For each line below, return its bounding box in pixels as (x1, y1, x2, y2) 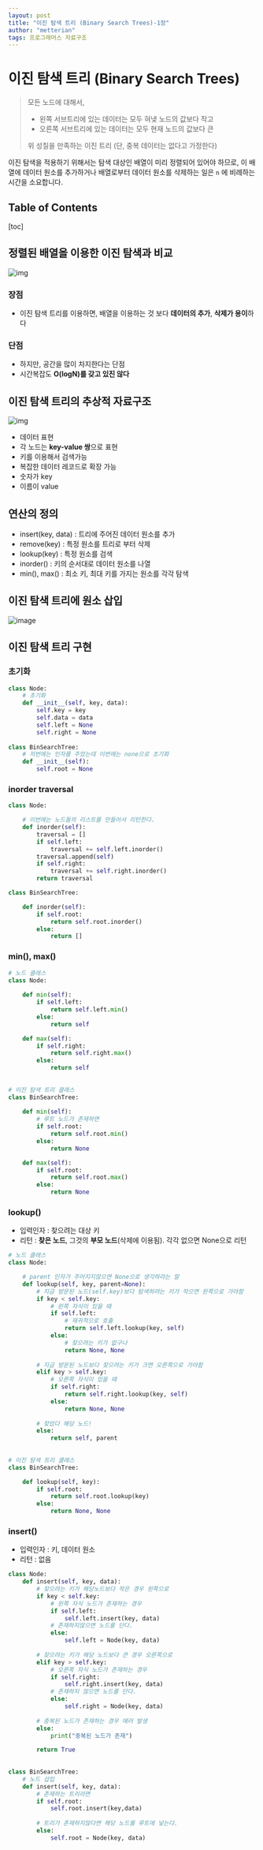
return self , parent (50, 1434, 118, 1442)
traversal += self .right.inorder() (50, 867, 168, 876)
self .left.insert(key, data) (64, 1614, 160, 1622)
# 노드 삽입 (22, 1775, 55, 1783)
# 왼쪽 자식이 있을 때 (50, 1302, 112, 1310)
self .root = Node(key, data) (50, 1833, 146, 1842)
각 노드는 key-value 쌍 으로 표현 (19, 443, 118, 452)
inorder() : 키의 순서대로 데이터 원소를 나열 (19, 559, 151, 569)
